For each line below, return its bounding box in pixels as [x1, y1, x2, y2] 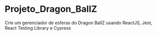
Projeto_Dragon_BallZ [5, 3, 97, 15]
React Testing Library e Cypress [5, 25, 71, 31]
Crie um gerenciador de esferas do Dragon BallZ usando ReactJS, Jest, [5, 20, 152, 26]
